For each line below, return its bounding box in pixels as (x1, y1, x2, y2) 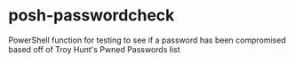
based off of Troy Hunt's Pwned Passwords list (8, 43, 180, 54)
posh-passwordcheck (8, 5, 175, 26)
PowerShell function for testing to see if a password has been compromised (8, 35, 286, 45)
